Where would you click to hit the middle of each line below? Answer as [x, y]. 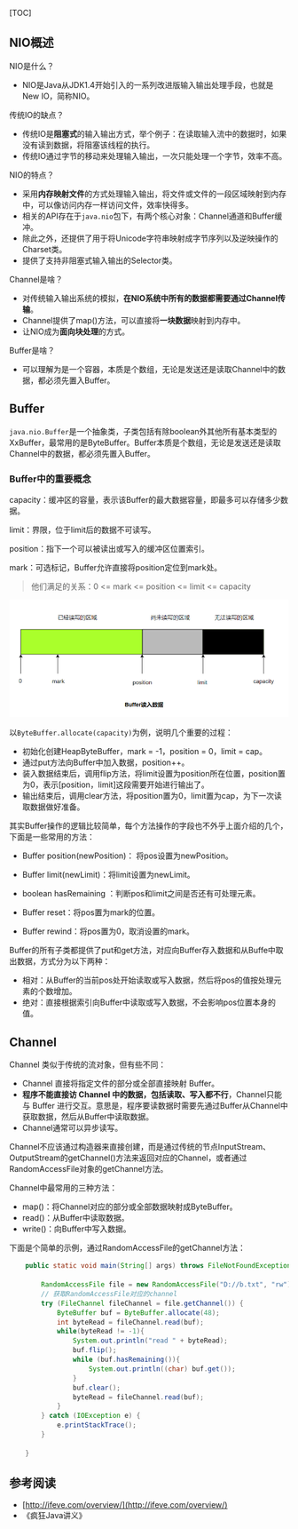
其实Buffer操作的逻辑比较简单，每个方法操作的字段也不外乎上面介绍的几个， [149, 826]
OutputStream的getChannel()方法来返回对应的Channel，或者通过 [128, 1158]
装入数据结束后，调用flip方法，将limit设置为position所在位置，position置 [154, 774]
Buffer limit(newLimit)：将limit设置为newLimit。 [108, 875]
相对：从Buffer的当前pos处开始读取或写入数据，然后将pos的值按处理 [148, 980]
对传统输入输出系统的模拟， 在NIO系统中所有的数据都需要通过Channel [149, 298]
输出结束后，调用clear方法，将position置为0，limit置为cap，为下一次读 [152, 796]
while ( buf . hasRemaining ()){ [126, 1360]
